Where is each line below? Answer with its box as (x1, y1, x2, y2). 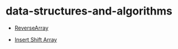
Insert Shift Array (14, 36, 58, 43)
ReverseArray (14, 24, 49, 31)
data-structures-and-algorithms (5, 4, 173, 18)
